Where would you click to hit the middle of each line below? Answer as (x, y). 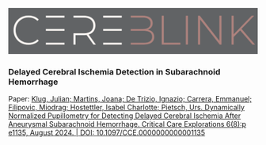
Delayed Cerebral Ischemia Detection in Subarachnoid (114, 71)
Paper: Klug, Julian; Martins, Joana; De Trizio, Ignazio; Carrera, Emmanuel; (130, 99)
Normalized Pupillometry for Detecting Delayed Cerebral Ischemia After (125, 116)
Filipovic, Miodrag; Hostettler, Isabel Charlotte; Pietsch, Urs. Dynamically (127, 108)
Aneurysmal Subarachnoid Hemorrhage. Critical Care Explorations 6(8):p (127, 124)
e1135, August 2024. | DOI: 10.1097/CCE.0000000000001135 (107, 133)
